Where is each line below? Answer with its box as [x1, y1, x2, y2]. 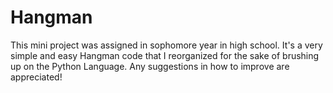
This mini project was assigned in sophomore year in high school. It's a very [10, 39, 323, 51]
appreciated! [10, 71, 63, 83]
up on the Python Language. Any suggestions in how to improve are [10, 60, 290, 72]
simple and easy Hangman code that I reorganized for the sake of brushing [10, 49, 320, 61]
